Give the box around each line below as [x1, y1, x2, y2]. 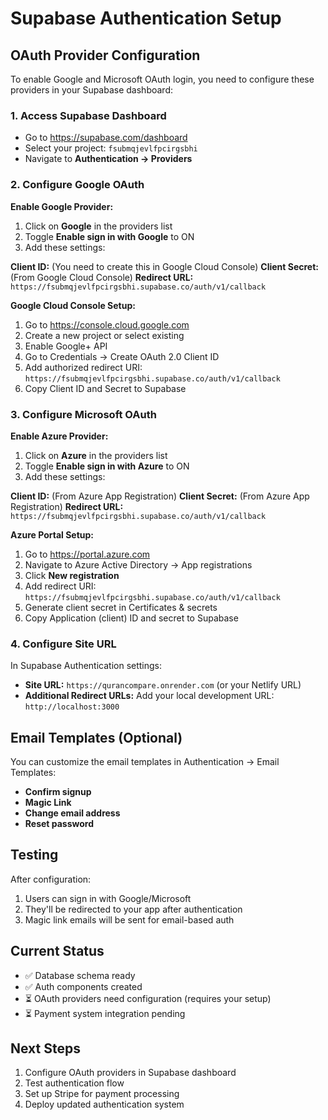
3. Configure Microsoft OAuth [10, 407, 157, 421]
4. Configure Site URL [10, 637, 117, 651]
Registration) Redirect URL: [10, 500, 124, 512]
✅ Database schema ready [24, 969, 136, 981]
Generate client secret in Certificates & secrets [24, 601, 218, 613]
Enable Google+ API [24, 340, 108, 352]
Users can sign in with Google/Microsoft [24, 892, 192, 904]
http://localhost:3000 [24, 702, 120, 712]
